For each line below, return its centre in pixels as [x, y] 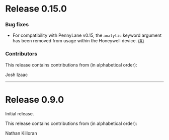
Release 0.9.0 [35, 99]
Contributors [21, 54]
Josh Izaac [17, 75]
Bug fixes [17, 25]
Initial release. [20, 113]
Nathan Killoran [21, 133]
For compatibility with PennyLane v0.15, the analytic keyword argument [87, 35]
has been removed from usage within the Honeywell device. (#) [78, 41]
